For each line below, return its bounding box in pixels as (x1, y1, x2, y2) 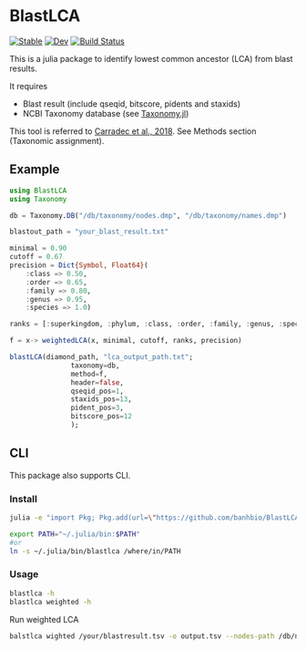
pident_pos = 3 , (70, 403, 125, 413)
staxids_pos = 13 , (70, 395, 132, 404)
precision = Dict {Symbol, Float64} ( (9, 261, 148, 270)
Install (9, 492, 38, 505)
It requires (9, 80, 48, 91)
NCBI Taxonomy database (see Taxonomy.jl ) (22, 108, 189, 119)
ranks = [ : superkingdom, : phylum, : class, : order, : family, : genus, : (9, 320, 283, 329)
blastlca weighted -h (9, 597, 92, 606)
